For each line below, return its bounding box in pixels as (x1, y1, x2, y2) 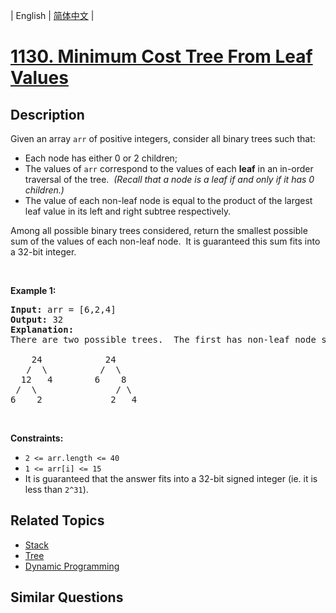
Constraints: (10, 432, 64, 444)
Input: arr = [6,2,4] (10, 304, 117, 315)
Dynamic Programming (24, 560, 120, 572)
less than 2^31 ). (24, 484, 89, 495)
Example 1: (10, 285, 57, 296)
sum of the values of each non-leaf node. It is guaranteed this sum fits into (10, 235, 321, 247)
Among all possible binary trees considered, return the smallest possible (10, 225, 308, 236)
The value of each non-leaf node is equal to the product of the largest (24, 195, 313, 206)
